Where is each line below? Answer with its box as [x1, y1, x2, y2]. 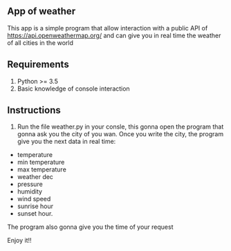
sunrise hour [17, 202, 54, 210]
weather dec [17, 173, 54, 181]
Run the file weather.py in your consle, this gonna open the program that [17, 122, 224, 131]
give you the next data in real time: [17, 138, 116, 146]
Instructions [7, 104, 61, 116]
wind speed [17, 195, 51, 203]
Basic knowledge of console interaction [17, 84, 130, 93]
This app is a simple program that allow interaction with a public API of [7, 24, 208, 32]
